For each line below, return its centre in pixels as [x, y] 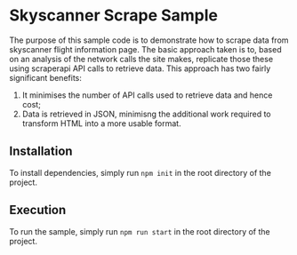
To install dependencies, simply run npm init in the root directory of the [140, 172]
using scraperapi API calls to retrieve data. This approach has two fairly [140, 68]
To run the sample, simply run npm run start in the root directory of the [140, 231]
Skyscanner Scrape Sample [114, 16]
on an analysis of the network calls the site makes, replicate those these [141, 59]
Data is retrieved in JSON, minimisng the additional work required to [146, 114]
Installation [41, 151]
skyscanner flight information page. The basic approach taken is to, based [145, 49]
